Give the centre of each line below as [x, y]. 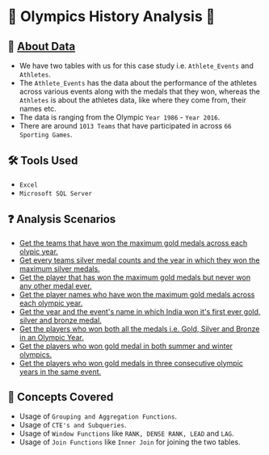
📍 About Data [42, 46]
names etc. [38, 109]
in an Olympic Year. [51, 337]
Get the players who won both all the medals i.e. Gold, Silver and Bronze [139, 329]
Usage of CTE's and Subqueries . [73, 425]
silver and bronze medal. [60, 320]
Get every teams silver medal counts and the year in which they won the [139, 260]
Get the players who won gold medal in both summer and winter [126, 346]
